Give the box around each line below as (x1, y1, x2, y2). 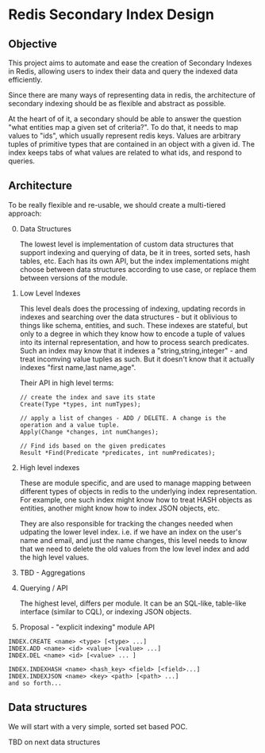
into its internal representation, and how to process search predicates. (19, 337, 250, 346)
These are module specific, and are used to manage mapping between (19, 478, 252, 487)
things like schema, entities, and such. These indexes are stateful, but (19, 320, 248, 330)
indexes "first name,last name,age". (19, 362, 136, 372)
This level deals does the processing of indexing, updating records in (19, 304, 246, 313)
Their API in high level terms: (19, 378, 114, 388)
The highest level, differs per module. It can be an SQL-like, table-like (19, 598, 247, 608)
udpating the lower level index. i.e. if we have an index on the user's (19, 527, 242, 537)
